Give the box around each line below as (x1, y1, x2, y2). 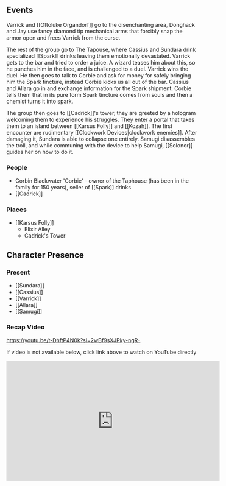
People (6, 163, 27, 172)
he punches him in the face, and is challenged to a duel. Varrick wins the (6, 65, 189, 72)
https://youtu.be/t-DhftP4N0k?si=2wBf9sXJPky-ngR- (6, 337, 141, 344)
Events (6, 5, 34, 15)
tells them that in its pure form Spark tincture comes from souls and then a (6, 91, 193, 98)
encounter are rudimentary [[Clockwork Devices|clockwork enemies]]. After (6, 129, 197, 136)
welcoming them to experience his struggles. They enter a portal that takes (6, 116, 195, 123)
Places (6, 205, 27, 214)
